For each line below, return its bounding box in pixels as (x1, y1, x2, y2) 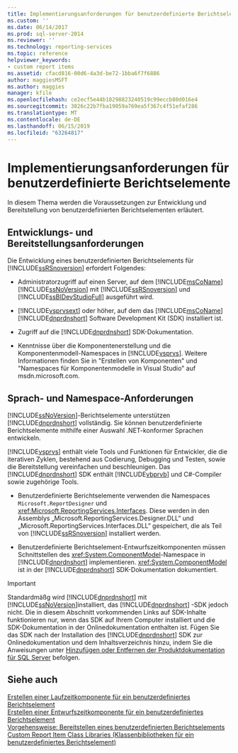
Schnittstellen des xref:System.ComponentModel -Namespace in (17, 550, 205, 559)
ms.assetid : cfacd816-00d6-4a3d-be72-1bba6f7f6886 (7, 70, 160, 77)
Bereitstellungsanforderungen (7, 237, 144, 249)
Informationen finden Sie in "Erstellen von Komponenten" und (17, 356, 198, 365)
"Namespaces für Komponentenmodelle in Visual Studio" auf (17, 364, 196, 373)
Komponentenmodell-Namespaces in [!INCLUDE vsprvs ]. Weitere (17, 349, 208, 358)
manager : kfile (7, 89, 52, 97)
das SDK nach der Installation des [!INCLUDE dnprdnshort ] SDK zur (7, 630, 203, 639)
